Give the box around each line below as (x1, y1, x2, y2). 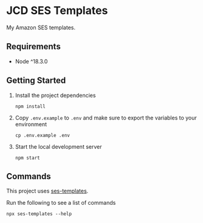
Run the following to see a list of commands (6, 199, 116, 207)
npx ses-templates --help (6, 211, 72, 217)
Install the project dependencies (15, 91, 96, 99)
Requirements (6, 41, 61, 52)
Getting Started (6, 76, 66, 86)
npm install (15, 103, 46, 110)
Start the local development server (15, 143, 102, 150)
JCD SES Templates (6, 4, 108, 18)
